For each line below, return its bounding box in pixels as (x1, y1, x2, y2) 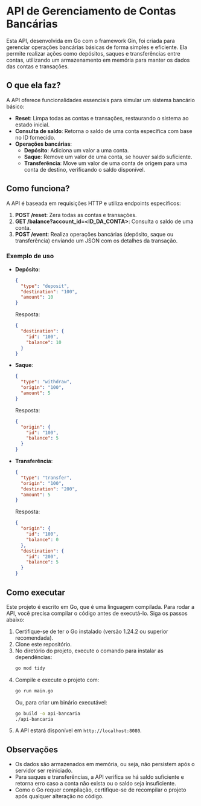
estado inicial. (14, 121, 50, 128)
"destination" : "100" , (21, 288, 78, 294)
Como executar (6, 587, 65, 597)
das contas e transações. (6, 62, 69, 70)
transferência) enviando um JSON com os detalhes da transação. (14, 237, 178, 244)
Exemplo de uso (6, 252, 54, 261)
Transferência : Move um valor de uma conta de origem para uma (24, 159, 188, 167)
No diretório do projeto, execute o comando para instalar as (14, 647, 164, 654)
